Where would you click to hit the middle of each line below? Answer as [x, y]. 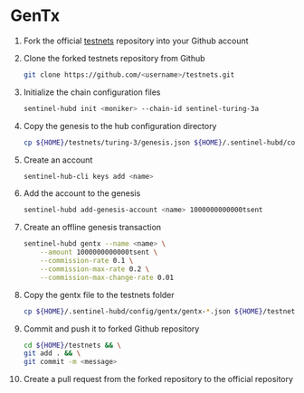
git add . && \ [52, 353]
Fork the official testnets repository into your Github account [136, 41]
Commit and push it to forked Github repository [111, 328]
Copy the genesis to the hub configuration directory [120, 126]
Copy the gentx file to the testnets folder [99, 295]
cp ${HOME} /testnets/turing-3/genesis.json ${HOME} [123, 142]
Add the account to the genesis [82, 193]
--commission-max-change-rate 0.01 [107, 277]
